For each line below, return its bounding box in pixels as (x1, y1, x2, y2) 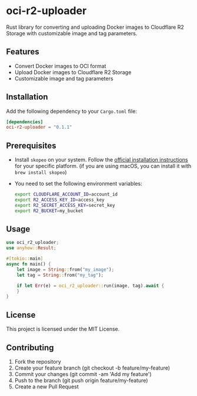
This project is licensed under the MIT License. (6, 325, 120, 333)
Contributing (6, 343, 54, 353)
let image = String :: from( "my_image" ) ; (16, 266, 115, 273)
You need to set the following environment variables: (14, 180, 142, 187)
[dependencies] (6, 119, 44, 125)
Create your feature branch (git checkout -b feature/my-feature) (14, 364, 171, 371)
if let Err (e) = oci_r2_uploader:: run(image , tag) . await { (16, 283, 165, 288)
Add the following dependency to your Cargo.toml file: (6, 108, 137, 115)
